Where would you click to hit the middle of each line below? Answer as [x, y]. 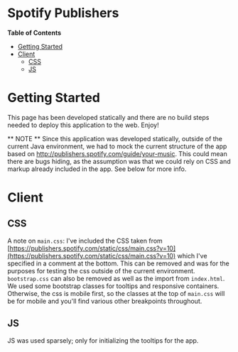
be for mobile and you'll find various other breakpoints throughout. [105, 301]
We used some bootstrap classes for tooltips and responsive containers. [113, 286]
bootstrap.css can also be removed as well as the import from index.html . [116, 278]
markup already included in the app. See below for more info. [97, 169]
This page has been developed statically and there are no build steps [108, 117]
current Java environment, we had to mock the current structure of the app [117, 146]
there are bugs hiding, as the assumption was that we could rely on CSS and [119, 161]
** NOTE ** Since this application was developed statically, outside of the [115, 138]
